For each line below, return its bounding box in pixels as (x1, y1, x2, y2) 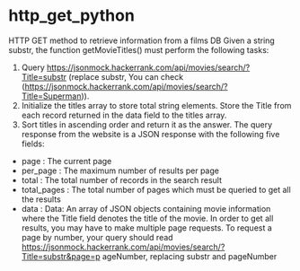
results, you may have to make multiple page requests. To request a (21, 222, 273, 233)
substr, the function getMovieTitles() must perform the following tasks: (8, 44, 269, 55)
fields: (21, 138, 45, 149)
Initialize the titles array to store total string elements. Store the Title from (21, 100, 292, 110)
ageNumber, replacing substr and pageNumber (101, 250, 278, 261)
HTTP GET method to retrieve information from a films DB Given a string (8, 35, 275, 46)
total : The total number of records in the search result (21, 174, 222, 185)
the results (21, 194, 62, 205)
